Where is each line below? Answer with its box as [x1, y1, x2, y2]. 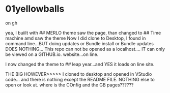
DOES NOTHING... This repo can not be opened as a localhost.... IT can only [5, 46, 165, 52]
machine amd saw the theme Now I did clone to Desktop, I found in [5, 35, 146, 41]
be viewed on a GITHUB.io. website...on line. [5, 51, 99, 57]
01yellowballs [5, 3, 65, 15]
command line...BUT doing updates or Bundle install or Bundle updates [5, 40, 154, 46]
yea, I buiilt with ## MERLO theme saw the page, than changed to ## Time [5, 29, 161, 36]
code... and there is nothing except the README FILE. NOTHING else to [5, 76, 155, 82]
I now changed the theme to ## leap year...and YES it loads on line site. [5, 61, 155, 67]
